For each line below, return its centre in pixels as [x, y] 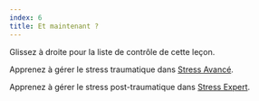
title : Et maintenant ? [54, 26]
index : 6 [26, 18]
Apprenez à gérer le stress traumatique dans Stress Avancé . [121, 69]
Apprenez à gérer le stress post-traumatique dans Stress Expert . [130, 87]
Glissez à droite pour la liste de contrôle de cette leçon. [112, 51]
